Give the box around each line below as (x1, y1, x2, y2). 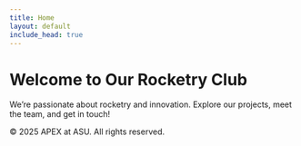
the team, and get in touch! (9, 109, 111, 120)
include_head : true (9, 30, 84, 39)
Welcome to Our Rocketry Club (9, 69, 248, 90)
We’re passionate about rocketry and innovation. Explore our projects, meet (9, 99, 293, 110)
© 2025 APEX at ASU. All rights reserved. (9, 126, 166, 137)
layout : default (9, 22, 71, 31)
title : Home (9, 13, 55, 23)
